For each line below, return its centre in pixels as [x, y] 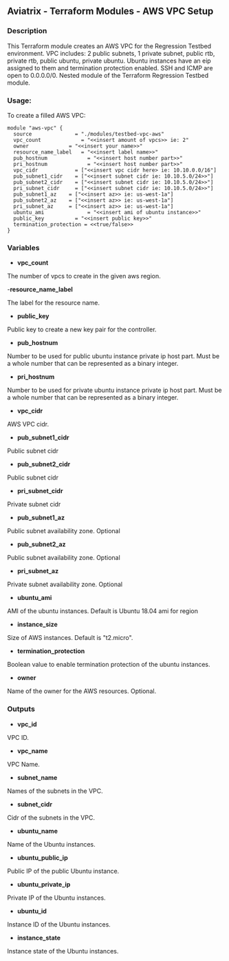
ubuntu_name [37, 831]
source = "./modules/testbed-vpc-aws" [89, 134]
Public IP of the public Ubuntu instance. [63, 871]
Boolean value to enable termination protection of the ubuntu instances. [109, 665]
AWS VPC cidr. [28, 424]
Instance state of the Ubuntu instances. [63, 951]
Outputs [21, 709]
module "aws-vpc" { [35, 128]
